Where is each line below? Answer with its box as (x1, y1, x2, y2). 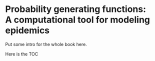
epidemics (5, 25, 50, 36)
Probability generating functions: (5, 3, 146, 15)
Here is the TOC (5, 51, 38, 57)
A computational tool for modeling (5, 14, 150, 25)
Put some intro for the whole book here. (5, 41, 87, 47)
